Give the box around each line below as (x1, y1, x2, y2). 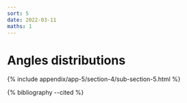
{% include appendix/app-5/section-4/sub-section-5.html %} (7, 75, 181, 83)
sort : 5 (7, 10, 29, 17)
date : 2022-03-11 (7, 16, 57, 23)
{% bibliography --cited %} (7, 89, 84, 97)
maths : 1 (7, 23, 32, 30)
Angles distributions (7, 52, 126, 68)
